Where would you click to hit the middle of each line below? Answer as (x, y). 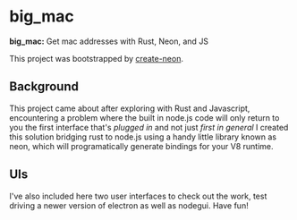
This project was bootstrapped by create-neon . (96, 58)
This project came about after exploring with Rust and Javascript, (130, 108)
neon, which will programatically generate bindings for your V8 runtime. (142, 146)
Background (44, 87)
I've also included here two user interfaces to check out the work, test (138, 196)
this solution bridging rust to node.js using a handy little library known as (143, 137)
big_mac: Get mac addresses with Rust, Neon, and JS (109, 41)
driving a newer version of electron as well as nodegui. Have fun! (129, 205)
